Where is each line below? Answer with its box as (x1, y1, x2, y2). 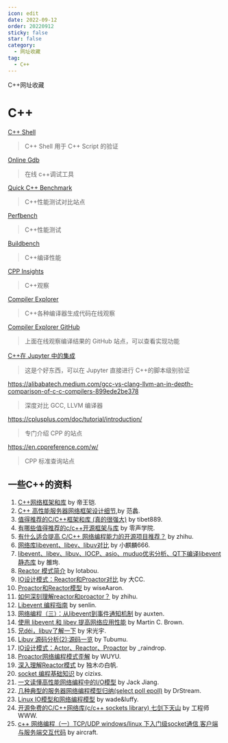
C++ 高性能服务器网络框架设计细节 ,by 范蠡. (17, 507, 140, 515)
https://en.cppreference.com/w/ (8, 443, 99, 451)
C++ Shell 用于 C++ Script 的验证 (24, 142, 119, 150)
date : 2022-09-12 (8, 16, 58, 23)
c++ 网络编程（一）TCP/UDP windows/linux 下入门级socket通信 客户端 (17, 720, 218, 728)
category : (8, 42, 36, 49)
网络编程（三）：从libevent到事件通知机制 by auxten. (17, 609, 165, 618)
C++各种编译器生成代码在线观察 (24, 309, 116, 317)
